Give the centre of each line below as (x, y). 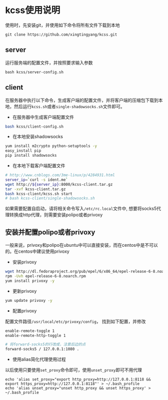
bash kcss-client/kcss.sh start (39, 194)
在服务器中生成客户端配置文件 (43, 117)
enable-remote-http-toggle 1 (35, 335)
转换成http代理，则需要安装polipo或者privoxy (56, 215)
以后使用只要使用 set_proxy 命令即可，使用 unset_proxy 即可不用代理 (74, 370)
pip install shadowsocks (31, 156)
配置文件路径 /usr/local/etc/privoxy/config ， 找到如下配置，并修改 (75, 321)
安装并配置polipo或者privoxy (50, 232)
